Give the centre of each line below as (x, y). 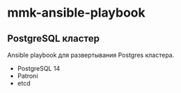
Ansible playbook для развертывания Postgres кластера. (91, 55)
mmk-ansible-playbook (76, 13)
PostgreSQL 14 (39, 68)
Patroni (27, 76)
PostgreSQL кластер (53, 39)
